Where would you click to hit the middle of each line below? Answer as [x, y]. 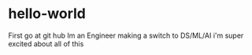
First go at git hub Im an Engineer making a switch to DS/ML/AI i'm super [126, 35]
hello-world [47, 14]
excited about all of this [46, 43]
